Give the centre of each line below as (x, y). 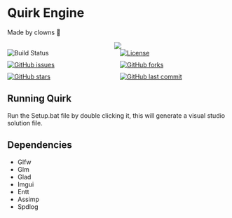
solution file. (25, 123)
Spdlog (28, 206)
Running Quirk (40, 98)
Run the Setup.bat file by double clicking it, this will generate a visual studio (116, 115)
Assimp (28, 199)
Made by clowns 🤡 (34, 32)
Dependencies (40, 145)
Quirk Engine (46, 13)
